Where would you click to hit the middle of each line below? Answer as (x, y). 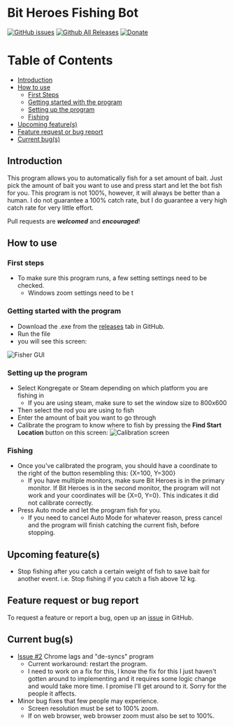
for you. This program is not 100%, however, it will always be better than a (114, 193)
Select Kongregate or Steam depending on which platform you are (112, 388)
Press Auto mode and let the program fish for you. (89, 511)
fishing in (30, 395)
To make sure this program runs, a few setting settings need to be (112, 278)
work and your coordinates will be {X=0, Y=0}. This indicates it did (123, 495)
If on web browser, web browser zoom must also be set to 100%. (121, 715)
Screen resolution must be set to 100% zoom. (93, 708)
